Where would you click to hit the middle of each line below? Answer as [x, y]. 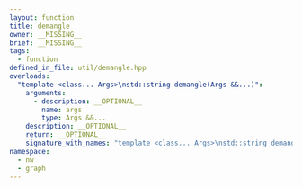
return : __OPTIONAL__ [66, 135]
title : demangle [40, 26]
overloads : [30, 76]
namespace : [30, 151]
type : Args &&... [74, 118]
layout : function [42, 18]
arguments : [46, 93]
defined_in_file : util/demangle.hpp [78, 68]
